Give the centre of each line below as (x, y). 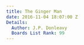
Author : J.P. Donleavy (39, 28)
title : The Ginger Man (34, 11)
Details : (17, 22)
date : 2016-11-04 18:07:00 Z (42, 17)
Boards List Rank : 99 (38, 33)
